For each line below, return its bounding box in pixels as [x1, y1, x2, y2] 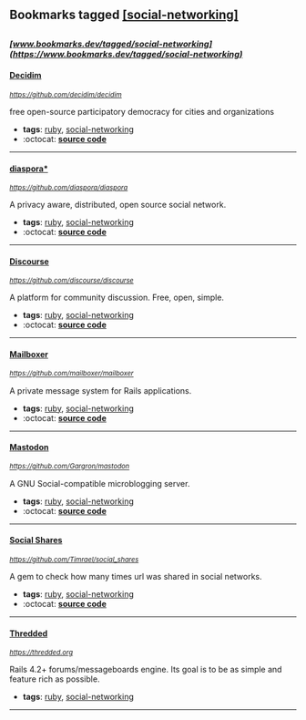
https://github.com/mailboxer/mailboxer [9, 369, 134, 378]
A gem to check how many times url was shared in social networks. [9, 571, 262, 581]
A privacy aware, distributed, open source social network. [9, 200, 227, 211]
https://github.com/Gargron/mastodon [9, 462, 130, 471]
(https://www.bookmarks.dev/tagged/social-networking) [9, 48, 243, 60]
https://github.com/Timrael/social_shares [9, 555, 139, 564]
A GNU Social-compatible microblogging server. [9, 478, 190, 489]
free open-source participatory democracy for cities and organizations [9, 106, 275, 117]
